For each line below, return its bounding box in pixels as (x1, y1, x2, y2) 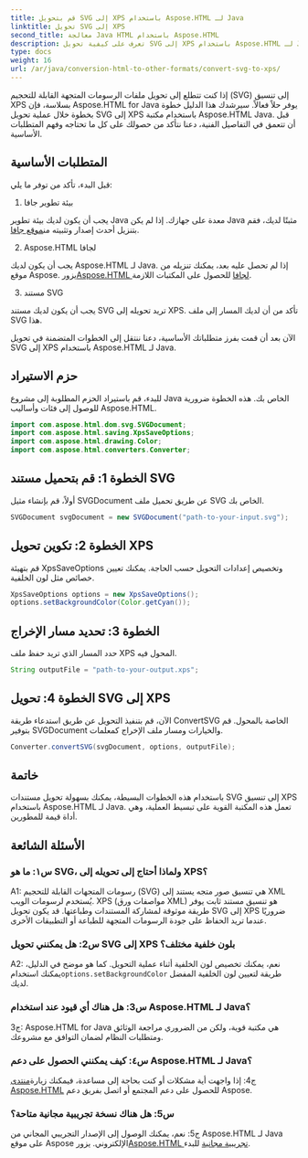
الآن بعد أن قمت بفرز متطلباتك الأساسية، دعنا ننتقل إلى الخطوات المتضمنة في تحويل (10, 332, 296, 343)
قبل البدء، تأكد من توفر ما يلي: (10, 179, 112, 190)
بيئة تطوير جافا (23, 197, 74, 207)
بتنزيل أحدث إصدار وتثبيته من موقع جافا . (10, 224, 140, 235)
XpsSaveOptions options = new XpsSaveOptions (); (10, 590, 199, 599)
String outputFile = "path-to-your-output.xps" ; (10, 665, 199, 675)
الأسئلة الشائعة (10, 837, 85, 853)
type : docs (10, 48, 52, 57)
